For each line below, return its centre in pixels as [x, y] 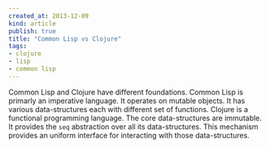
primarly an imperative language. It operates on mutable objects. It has [127, 100]
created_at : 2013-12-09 [49, 16]
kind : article [33, 24]
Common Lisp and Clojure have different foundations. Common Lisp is [126, 92]
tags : [17, 46]
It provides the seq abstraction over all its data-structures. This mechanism [133, 126]
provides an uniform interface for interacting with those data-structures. [129, 135]
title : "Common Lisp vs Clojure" [65, 39]
